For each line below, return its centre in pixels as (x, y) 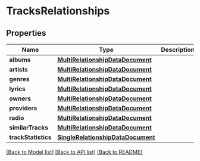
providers (23, 108)
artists (18, 69)
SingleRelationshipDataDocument (106, 137)
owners (20, 98)
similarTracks (29, 128)
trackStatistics (30, 137)
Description (178, 50)
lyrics (17, 89)
